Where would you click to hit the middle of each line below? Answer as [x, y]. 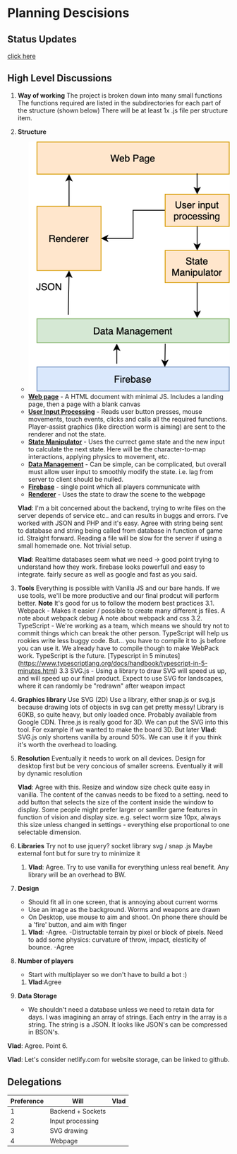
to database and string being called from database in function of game [120, 531]
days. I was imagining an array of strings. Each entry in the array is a [128, 1017]
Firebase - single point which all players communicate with [114, 487]
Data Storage [37, 996]
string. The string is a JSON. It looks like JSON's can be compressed [128, 1025]
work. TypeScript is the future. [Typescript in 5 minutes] [99, 656]
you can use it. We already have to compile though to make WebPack [118, 648]
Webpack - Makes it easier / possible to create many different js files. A [121, 611]
